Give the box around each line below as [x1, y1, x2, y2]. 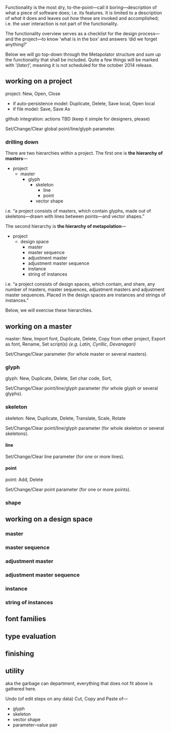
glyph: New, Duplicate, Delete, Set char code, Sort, [5, 375, 112, 381]
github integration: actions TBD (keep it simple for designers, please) [5, 116, 150, 122]
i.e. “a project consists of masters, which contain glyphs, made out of [5, 208, 152, 214]
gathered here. [5, 685, 37, 692]
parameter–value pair [12, 722, 58, 728]
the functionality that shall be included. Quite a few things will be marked [5, 57, 158, 63]
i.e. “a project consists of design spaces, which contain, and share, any [5, 281, 155, 287]
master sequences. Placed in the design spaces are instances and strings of [5, 292, 166, 298]
